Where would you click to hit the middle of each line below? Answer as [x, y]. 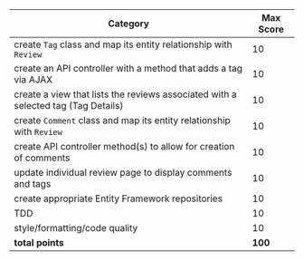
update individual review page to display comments [123, 173]
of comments [42, 158]
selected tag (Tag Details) [69, 106]
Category [128, 24]
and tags [33, 184]
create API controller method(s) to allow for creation [124, 146]
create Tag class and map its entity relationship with [123, 44]
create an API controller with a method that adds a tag [128, 68]
